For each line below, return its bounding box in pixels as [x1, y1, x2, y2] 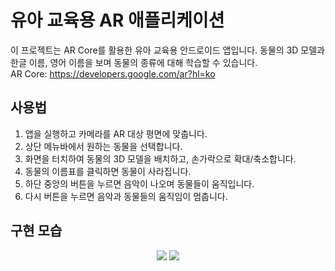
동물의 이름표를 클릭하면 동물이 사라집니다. [24, 165, 192, 177]
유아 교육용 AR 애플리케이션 [10, 9, 225, 32]
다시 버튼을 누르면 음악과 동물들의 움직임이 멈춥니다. [24, 190, 228, 202]
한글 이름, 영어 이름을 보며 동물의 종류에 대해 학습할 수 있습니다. [10, 56, 258, 68]
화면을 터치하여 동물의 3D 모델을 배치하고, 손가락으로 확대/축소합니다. [24, 152, 297, 165]
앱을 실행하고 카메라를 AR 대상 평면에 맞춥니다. [24, 127, 208, 140]
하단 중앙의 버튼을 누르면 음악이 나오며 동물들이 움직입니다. [24, 177, 255, 190]
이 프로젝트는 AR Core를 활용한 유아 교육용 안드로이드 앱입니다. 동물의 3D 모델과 [10, 44, 325, 56]
